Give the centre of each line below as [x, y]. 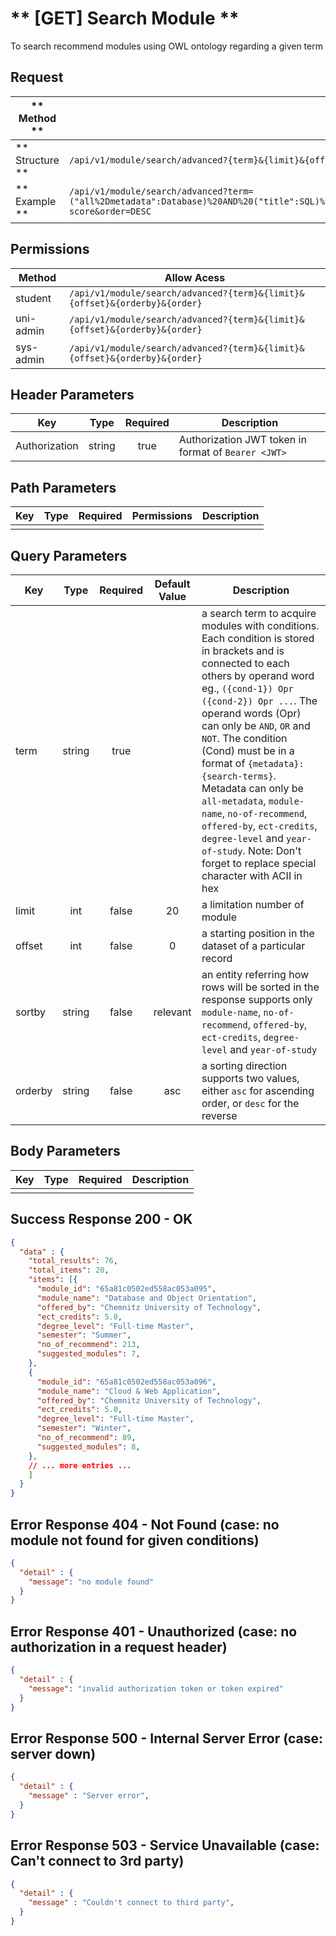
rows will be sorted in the [260, 987]
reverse [219, 1115]
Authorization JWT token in [242, 440]
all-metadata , [234, 800]
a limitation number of [253, 904]
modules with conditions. [260, 625]
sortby [31, 1012]
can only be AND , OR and [256, 725]
